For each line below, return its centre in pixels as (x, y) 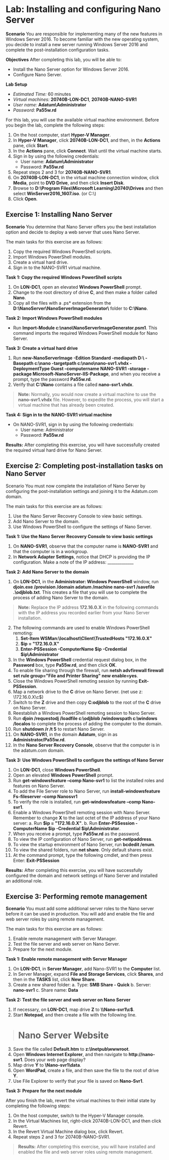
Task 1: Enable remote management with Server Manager (66, 959)
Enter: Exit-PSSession (36, 860)
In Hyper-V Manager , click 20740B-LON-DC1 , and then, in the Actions (87, 140)
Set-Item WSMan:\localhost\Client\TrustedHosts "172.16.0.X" (86, 638)
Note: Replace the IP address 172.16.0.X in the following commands (88, 607)
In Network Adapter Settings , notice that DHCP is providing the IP (81, 557)
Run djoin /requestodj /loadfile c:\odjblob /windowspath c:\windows (85, 718)
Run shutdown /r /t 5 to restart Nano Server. (59, 729)
